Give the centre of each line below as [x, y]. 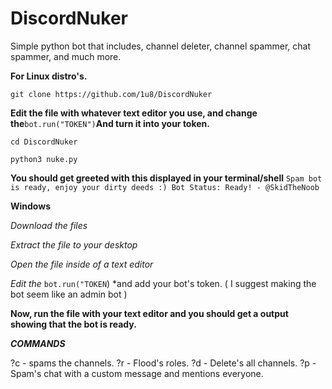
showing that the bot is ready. [73, 324]
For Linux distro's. [49, 76]
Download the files [49, 225]
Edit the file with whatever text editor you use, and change [134, 113]
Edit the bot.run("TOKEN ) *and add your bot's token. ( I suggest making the [163, 283]
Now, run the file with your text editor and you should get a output [149, 313]
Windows [30, 206]
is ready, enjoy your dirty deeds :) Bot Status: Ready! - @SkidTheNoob [165, 187]
